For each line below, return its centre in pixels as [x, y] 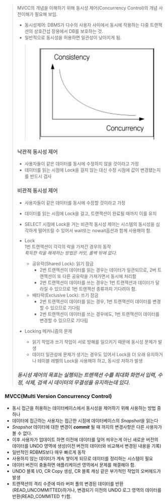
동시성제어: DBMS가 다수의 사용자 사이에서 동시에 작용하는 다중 [87, 25]
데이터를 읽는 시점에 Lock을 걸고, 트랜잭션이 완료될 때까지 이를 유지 [91, 213]
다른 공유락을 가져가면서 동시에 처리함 [99, 276]
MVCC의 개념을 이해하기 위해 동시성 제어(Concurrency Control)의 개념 [87, 8]
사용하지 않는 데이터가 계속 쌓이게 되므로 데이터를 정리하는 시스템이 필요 [82, 458]
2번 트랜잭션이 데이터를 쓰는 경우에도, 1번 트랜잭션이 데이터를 [99, 314]
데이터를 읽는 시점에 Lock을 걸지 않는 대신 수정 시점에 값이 [82, 170]
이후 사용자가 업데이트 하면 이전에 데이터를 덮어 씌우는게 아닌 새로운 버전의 [85, 439]
